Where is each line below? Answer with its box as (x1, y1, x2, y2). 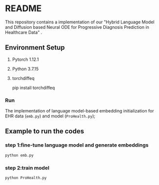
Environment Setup (5, 43, 65, 52)
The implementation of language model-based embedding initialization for (5, 108, 155, 114)
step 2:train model (5, 164, 50, 171)
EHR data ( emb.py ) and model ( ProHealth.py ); (5, 113, 96, 119)
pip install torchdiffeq (12, 85, 55, 91)
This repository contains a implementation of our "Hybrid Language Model (5, 19, 155, 25)
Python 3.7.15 (12, 66, 39, 72)
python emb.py (5, 153, 34, 158)
